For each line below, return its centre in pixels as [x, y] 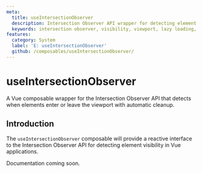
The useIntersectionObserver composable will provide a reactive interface [99, 138]
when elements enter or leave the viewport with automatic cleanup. [90, 104]
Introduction [30, 124]
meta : [13, 12]
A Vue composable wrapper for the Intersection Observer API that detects [99, 98]
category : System [34, 40]
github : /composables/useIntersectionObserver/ [73, 52]
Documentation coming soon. [43, 163]
